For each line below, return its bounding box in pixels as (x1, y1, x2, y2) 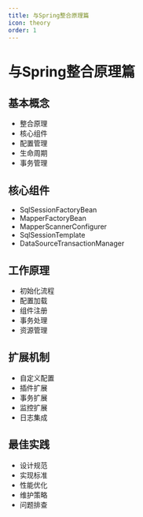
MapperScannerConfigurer (19, 222, 108, 231)
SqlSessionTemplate (19, 230, 86, 240)
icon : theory (8, 19, 51, 27)
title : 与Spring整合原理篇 (8, 11, 90, 20)
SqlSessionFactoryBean (19, 205, 97, 215)
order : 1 (8, 26, 37, 34)
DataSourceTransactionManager (19, 238, 125, 249)
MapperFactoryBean (19, 214, 86, 223)
